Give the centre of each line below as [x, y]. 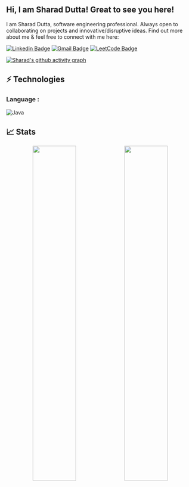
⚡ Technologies [35, 80]
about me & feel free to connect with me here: [63, 37]
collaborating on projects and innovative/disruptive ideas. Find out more [94, 30]
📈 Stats [21, 131]
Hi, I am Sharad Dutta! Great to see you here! [90, 10]
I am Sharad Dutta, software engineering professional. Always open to [92, 24]
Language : [23, 100]
